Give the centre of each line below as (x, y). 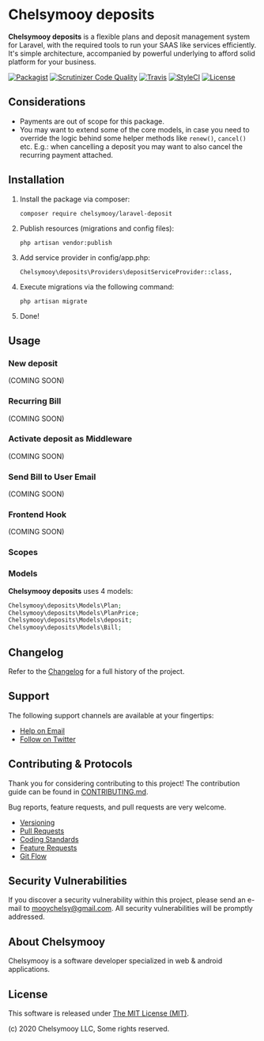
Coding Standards (49, 839)
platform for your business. (52, 62)
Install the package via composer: (75, 199)
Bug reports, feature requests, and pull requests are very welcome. (117, 807)
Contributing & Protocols (70, 764)
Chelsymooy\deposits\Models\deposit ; (70, 620)
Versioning (37, 822)
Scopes (23, 553)
